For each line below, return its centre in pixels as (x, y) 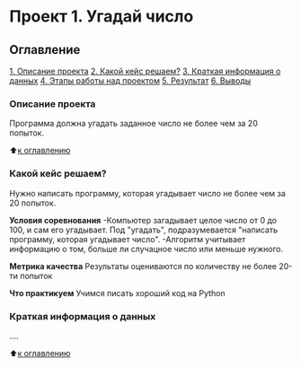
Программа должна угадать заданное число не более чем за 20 (133, 124)
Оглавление (45, 50)
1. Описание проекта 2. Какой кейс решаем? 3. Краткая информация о (145, 71)
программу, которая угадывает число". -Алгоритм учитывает (128, 239)
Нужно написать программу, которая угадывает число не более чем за (147, 193)
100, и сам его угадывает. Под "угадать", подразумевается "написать (144, 230)
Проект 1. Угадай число (102, 17)
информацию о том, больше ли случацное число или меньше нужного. (146, 249)
